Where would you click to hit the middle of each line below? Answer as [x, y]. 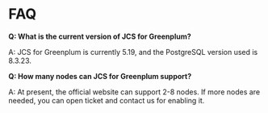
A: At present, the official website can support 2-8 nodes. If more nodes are [134, 92]
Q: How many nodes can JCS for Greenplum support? [100, 76]
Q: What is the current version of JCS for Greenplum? [100, 36]
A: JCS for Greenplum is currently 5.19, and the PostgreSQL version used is [133, 52]
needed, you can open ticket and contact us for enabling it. [107, 100]
